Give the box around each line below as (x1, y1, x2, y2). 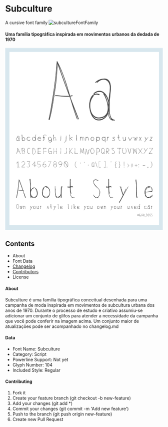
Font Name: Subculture (12, 346, 60, 352)
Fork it (12, 389, 26, 395)
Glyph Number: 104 (12, 361, 52, 368)
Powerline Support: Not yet (12, 356, 68, 362)
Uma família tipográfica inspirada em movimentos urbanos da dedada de (5, 31, 159, 37)
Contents (5, 239, 35, 248)
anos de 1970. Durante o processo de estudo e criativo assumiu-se (5, 307, 143, 313)
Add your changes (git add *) (12, 400, 73, 406)
